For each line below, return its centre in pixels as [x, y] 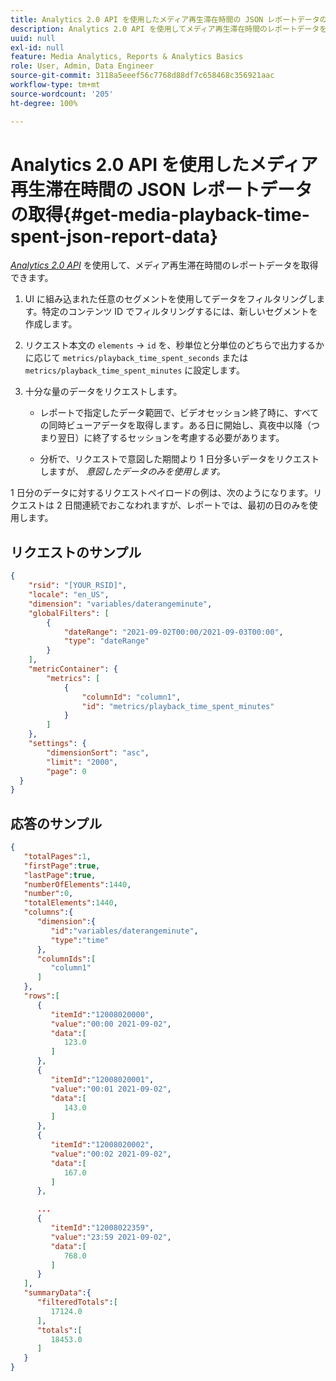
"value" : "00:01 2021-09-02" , [111, 1089]
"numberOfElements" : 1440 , [77, 884]
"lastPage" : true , [60, 875]
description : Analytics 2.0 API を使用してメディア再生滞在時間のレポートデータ [165, 29]
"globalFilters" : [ [69, 613]
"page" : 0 [66, 771]
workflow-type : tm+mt [55, 85]
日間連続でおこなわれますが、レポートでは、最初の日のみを [187, 505]
